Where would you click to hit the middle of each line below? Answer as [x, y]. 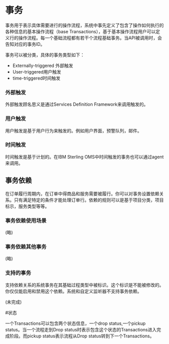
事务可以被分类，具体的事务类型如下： [45, 55]
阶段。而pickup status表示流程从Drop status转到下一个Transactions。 [82, 336]
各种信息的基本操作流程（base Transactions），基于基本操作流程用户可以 [80, 31]
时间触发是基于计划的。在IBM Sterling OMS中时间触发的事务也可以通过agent [84, 157]
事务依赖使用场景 [26, 221]
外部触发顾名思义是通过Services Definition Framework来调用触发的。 [77, 104]
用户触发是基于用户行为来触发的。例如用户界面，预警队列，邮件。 [73, 130]
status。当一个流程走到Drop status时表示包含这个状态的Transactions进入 [81, 329]
